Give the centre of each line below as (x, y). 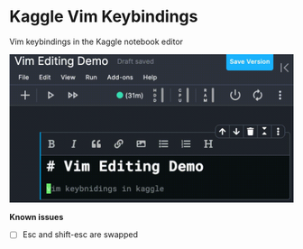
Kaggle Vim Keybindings (104, 17)
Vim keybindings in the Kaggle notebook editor (96, 41)
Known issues (37, 217)
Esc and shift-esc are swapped (80, 235)
